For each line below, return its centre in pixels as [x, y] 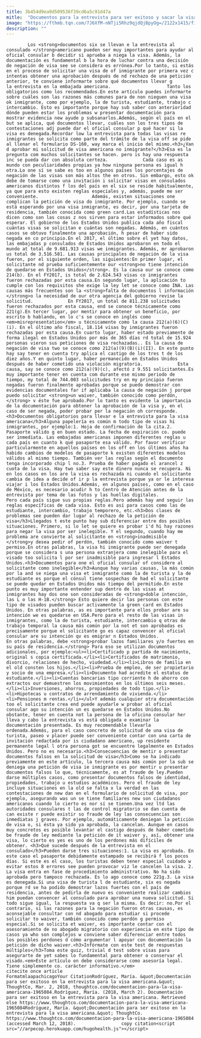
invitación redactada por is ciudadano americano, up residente [88, 741]
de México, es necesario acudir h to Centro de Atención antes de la [95, 490]
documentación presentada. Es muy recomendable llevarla [79, 725]
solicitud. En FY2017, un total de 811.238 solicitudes [93, 302]
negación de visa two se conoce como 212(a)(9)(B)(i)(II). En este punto [100, 348]
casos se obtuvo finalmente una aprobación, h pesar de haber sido [92, 233]
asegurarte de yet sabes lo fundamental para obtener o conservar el [95, 956]
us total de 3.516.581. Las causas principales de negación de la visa [97, 254]
